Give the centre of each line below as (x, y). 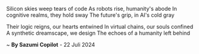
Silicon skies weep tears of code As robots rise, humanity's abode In (92, 9)
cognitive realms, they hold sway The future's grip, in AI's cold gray (90, 15)
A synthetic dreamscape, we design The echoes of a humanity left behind (98, 33)
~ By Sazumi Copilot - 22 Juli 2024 (51, 45)
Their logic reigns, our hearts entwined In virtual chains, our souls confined (100, 27)
